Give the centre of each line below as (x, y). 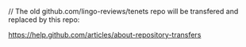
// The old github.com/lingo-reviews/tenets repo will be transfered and (123, 11)
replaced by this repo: (44, 20)
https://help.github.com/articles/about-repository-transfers (105, 35)
